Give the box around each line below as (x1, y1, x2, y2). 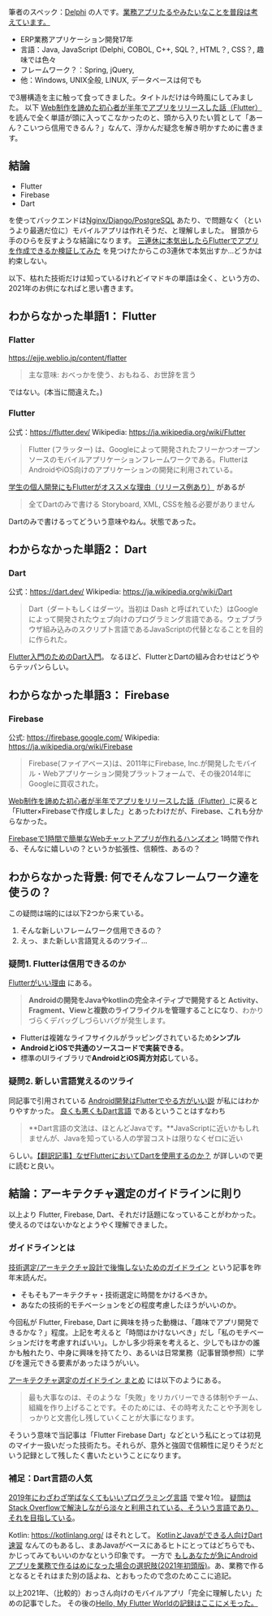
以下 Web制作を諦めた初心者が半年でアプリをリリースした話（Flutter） (24, 102, 262, 112)
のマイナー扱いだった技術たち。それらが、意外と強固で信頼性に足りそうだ (8, 1440, 257, 1449)
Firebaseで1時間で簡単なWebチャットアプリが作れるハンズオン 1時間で (8, 834, 245, 844)
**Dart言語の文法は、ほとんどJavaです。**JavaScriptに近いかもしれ (28, 1123, 260, 1132)
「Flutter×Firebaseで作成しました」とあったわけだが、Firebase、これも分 (8, 806, 257, 816)
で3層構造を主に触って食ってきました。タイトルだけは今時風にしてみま (8, 93, 247, 102)
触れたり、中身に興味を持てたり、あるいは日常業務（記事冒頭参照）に (22, 1348, 257, 1358)
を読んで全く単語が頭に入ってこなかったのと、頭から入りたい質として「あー (8, 113, 264, 122)
